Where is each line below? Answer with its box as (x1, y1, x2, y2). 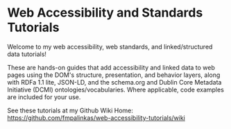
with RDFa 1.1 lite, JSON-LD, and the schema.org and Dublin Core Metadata (7, 78, 222, 86)
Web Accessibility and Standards (7, 5, 203, 21)
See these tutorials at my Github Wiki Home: (7, 106, 134, 114)
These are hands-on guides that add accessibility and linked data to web (7, 63, 215, 71)
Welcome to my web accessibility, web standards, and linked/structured (7, 42, 213, 51)
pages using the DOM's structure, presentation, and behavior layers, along (7, 71, 221, 79)
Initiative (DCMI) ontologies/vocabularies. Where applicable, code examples (7, 85, 224, 94)
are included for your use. (7, 92, 81, 101)
